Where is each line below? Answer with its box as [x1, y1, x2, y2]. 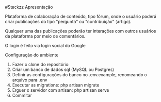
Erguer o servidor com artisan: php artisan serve [12, 87, 109, 93]
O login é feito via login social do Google [5, 43, 86, 48]
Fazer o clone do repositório [12, 62, 69, 67]
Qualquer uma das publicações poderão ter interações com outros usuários [5, 28, 156, 34]
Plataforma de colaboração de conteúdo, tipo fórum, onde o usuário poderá [5, 14, 157, 19]
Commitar [12, 92, 32, 98]
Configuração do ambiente [5, 52, 59, 58]
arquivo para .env [12, 77, 48, 83]
